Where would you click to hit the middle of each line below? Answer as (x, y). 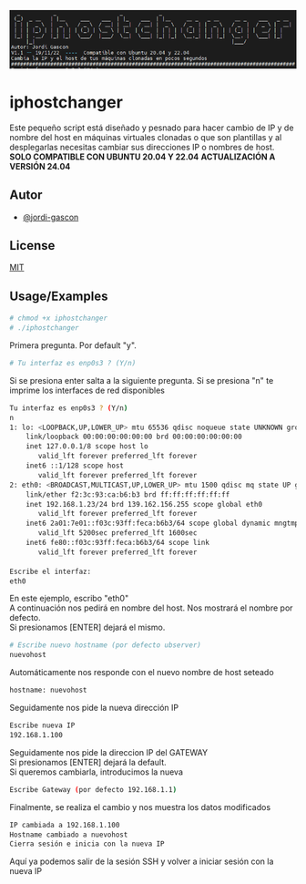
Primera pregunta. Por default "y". (73, 345)
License (32, 246)
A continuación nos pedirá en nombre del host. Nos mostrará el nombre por (151, 608)
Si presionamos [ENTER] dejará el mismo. (87, 627)
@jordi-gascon (51, 217)
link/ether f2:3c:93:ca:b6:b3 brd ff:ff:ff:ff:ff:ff (128, 494)
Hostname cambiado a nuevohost (69, 835)
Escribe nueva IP (42, 725)
